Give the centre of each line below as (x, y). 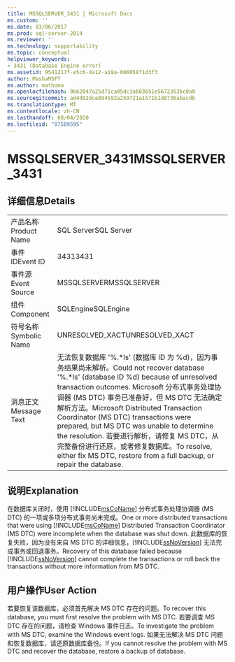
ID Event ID (28, 261)
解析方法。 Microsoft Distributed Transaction (130, 408)
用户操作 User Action (52, 590)
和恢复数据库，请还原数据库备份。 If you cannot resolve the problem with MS (117, 643)
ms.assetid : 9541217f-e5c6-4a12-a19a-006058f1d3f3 (83, 72)
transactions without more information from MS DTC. (83, 566)
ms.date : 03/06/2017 (37, 27)
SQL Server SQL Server (95, 230)
